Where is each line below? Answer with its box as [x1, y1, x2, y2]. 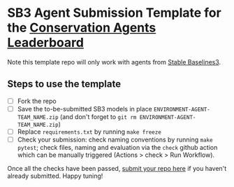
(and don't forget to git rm [59, 112, 137, 120]
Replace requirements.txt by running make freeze [17, 127, 162, 136]
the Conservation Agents [7, 20, 156, 36]
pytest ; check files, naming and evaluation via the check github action [17, 144, 218, 151]
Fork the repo [17, 97, 57, 105]
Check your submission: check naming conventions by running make [17, 135, 213, 144]
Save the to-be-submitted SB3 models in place [17, 104, 152, 113]
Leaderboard [7, 35, 84, 50]
